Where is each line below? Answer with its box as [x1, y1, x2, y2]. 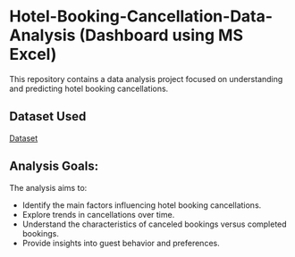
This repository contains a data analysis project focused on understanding [9, 73, 283, 84]
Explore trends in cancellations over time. [21, 209, 175, 220]
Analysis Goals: [9, 159, 99, 174]
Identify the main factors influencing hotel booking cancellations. [21, 199, 262, 211]
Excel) [9, 45, 57, 64]
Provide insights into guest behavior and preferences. [21, 237, 221, 248]
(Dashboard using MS [79, 25, 244, 46]
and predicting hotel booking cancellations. [9, 83, 169, 94]
